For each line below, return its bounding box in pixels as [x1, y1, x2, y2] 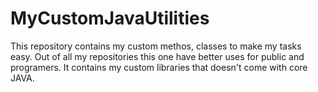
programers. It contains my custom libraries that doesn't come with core [10, 61, 308, 73]
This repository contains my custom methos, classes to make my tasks [10, 40, 302, 52]
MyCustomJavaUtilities [10, 7, 210, 30]
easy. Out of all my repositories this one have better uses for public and [10, 50, 305, 62]
